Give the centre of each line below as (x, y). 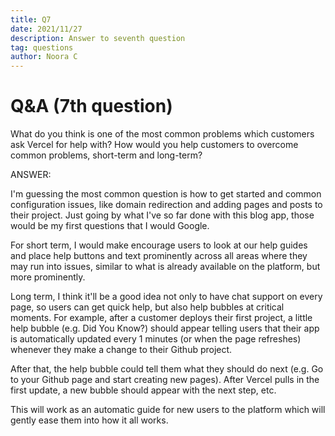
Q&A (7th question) (91, 106)
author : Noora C (44, 57)
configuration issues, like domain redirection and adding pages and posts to (166, 205)
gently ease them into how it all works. (89, 420)
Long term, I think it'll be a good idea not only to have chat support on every (166, 297)
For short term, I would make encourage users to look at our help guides (159, 245)
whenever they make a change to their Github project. (121, 350)
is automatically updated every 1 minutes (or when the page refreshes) (156, 339)
